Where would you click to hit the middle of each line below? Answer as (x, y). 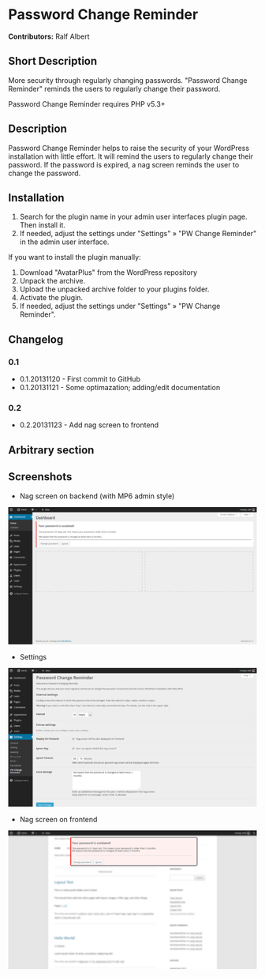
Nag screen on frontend (58, 819)
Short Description (53, 61)
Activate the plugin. (51, 298)
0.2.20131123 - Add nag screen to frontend (89, 425)
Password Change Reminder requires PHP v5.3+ (87, 103)
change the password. (45, 173)
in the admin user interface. (64, 242)
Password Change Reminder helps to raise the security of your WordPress (129, 148)
